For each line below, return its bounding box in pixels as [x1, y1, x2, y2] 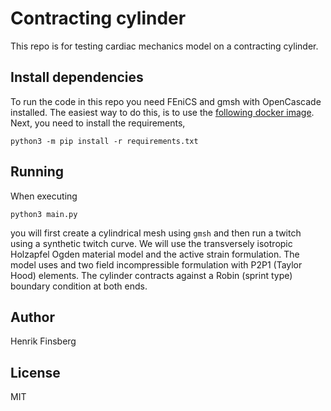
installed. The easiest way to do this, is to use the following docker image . [10, 106, 315, 118]
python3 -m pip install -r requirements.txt [10, 136, 199, 146]
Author [10, 308, 55, 326]
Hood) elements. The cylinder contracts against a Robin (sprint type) [10, 269, 293, 281]
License [10, 364, 61, 381]
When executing [10, 190, 78, 202]
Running [10, 163, 65, 181]
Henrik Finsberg [10, 335, 77, 347]
